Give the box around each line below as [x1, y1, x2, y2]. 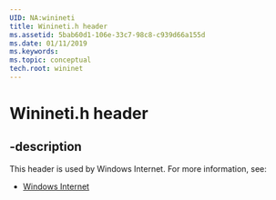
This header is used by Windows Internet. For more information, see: [9, 163, 267, 174]
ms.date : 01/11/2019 [9, 38, 88, 48]
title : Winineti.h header [9, 22, 107, 31]
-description [9, 139, 82, 155]
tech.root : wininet [9, 65, 84, 74]
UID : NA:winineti [9, 13, 76, 23]
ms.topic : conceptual [9, 55, 92, 65]
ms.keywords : [9, 47, 59, 56]
